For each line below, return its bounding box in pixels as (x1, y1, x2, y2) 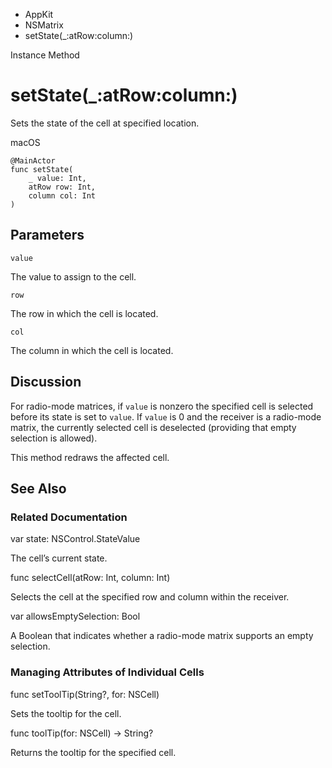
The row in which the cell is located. (10, 307, 159, 319)
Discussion (10, 374, 82, 391)
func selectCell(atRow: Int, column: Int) (10, 572, 171, 584)
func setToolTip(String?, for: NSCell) (10, 688, 160, 700)
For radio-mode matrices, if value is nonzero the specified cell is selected (10, 400, 314, 412)
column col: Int (28, 190, 97, 201)
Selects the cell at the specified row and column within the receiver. (10, 591, 290, 603)
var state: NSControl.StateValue (10, 533, 141, 545)
